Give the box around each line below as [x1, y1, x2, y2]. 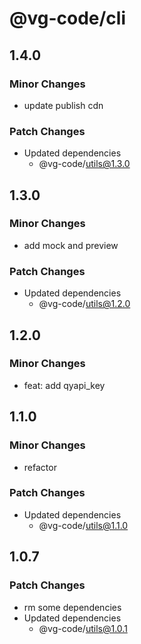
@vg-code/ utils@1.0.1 [38, 622, 128, 634]
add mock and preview [23, 239, 119, 251]
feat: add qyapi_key [23, 379, 106, 391]
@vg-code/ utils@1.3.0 [38, 158, 131, 170]
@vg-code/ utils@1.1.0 [38, 519, 129, 531]
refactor [23, 461, 57, 473]
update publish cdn [23, 99, 104, 111]
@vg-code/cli [9, 7, 127, 30]
